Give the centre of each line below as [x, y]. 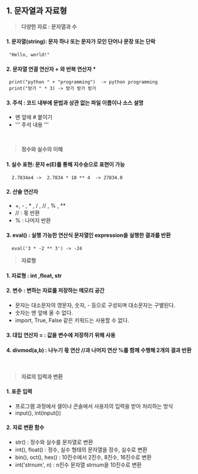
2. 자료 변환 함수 [25, 427]
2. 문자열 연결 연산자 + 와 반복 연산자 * [51, 69]
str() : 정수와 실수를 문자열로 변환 [54, 442]
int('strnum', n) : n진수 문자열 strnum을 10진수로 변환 [78, 465]
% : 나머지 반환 [33, 220]
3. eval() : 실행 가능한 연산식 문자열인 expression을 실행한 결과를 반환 [88, 235]
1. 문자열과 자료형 [37, 11]
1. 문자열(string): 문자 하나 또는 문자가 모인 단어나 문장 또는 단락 [81, 42]
